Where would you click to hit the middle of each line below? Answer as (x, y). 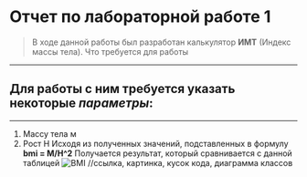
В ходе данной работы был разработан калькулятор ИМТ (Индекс (161, 42)
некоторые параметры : (81, 104)
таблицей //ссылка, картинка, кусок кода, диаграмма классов (158, 162)
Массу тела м (49, 133)
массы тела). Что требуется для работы (110, 51)
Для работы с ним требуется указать (122, 89)
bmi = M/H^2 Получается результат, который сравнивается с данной (157, 153)
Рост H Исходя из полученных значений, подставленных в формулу (156, 143)
